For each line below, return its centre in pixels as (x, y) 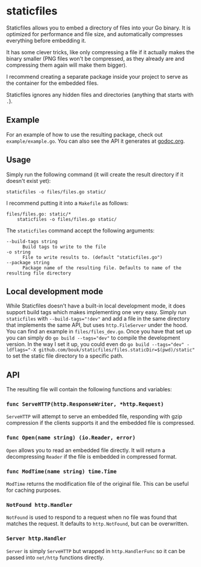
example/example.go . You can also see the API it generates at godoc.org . (96, 141)
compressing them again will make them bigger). (67, 65)
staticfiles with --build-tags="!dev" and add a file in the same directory (98, 319)
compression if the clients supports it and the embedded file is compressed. (101, 423)
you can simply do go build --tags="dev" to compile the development (93, 338)
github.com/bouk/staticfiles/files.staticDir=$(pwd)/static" (117, 350)
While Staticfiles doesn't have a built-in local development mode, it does (96, 306)
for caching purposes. (34, 490)
